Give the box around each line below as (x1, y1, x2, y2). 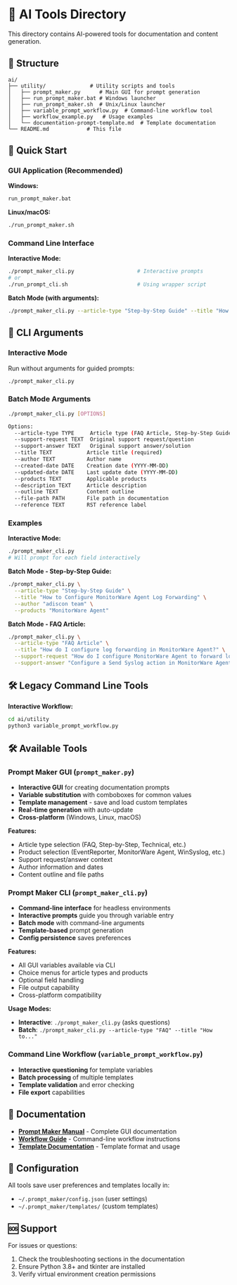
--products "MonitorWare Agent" (14, 607, 110, 614)
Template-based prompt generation (18, 926, 124, 935)
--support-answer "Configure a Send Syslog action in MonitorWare (14, 660, 213, 667)
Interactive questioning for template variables (18, 1065, 153, 1074)
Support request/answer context (18, 855, 113, 864)
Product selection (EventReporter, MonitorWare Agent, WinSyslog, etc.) (18, 848, 226, 856)
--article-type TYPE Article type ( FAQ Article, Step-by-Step (14, 430, 213, 437)
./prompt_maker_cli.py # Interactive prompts (8, 268, 203, 275)
